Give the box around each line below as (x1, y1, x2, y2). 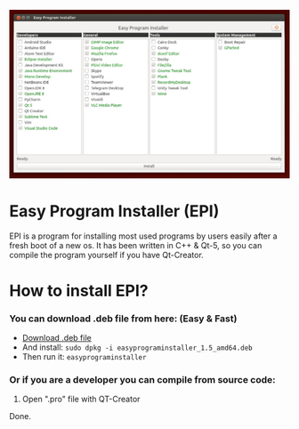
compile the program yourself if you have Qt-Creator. (9, 249, 205, 260)
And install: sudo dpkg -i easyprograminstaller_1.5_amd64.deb (21, 342, 254, 352)
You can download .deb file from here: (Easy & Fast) (9, 312, 238, 325)
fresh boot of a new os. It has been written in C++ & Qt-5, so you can (9, 239, 263, 250)
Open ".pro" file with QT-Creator (21, 393, 141, 405)
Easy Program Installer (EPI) (9, 201, 220, 221)
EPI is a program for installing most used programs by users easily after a (9, 231, 278, 241)
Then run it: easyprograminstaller (21, 352, 147, 362)
